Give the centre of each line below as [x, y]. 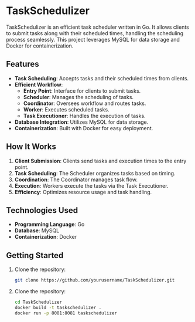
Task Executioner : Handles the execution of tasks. [84, 116]
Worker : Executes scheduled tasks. [66, 109]
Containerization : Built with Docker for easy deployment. [84, 128]
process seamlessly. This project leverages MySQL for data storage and [93, 39]
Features [23, 64]
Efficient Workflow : [39, 84]
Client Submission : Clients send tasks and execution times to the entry [100, 161]
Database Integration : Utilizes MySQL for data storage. [81, 122]
